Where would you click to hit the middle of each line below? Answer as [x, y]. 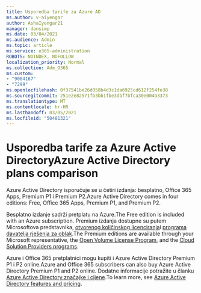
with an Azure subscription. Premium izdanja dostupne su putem [86, 221]
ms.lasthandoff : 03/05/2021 [42, 113]
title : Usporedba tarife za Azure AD [54, 12]
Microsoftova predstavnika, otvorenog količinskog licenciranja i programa [97, 227]
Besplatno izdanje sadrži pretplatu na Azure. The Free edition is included [95, 215]
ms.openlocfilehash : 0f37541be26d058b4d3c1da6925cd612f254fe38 [87, 90]
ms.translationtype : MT [36, 101]
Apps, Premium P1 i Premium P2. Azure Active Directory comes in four [92, 197]
